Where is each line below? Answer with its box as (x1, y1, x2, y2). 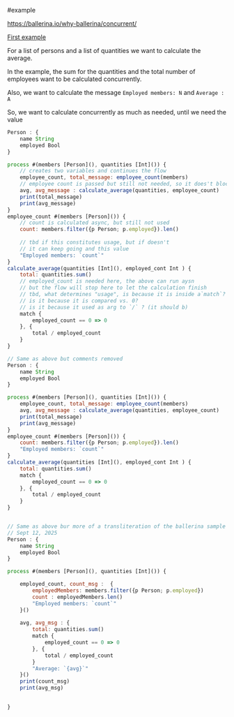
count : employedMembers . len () (32, 593, 123, 600)
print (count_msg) (19, 678, 70, 685)
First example (7, 33, 47, 41)
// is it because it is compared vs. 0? (19, 297, 139, 304)
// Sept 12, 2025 (7, 529, 58, 536)
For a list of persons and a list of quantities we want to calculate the (7, 47, 201, 54)
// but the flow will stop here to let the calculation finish (19, 284, 208, 292)
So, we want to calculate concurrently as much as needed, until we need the (7, 108, 227, 116)
